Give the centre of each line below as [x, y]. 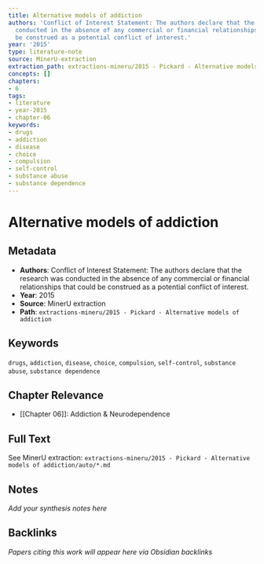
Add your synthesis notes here [58, 508]
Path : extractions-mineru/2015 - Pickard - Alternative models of [129, 312]
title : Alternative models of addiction [75, 15]
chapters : [24, 81]
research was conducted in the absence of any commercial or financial [134, 278]
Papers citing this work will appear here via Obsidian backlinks [110, 551]
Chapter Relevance [56, 395]
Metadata [32, 251]
